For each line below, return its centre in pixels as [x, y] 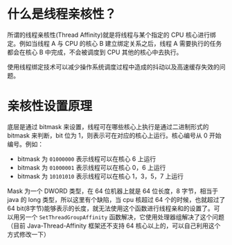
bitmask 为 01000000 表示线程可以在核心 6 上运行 [87, 159]
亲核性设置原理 [50, 107]
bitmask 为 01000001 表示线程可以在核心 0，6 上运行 [91, 167]
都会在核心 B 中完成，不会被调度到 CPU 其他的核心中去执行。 [95, 52]
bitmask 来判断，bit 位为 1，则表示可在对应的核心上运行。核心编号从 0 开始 [114, 135]
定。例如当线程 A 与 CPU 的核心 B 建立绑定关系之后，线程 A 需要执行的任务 [115, 43]
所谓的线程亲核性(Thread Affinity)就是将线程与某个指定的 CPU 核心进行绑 [111, 35]
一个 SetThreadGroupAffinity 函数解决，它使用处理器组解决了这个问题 [125, 217]
